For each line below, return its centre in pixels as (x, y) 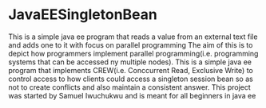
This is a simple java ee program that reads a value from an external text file (133, 37)
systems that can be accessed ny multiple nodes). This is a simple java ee (130, 62)
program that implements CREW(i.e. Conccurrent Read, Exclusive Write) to (131, 70)
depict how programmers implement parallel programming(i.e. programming (133, 53)
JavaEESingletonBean (83, 15)
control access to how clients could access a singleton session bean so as (131, 79)
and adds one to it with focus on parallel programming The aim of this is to (131, 44)
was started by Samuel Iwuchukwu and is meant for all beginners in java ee (132, 95)
